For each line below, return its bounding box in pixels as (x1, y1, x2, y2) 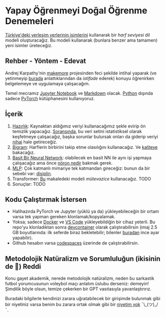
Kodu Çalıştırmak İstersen (5, 195, 87, 203)
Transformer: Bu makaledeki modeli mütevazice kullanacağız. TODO (12, 176, 152, 182)
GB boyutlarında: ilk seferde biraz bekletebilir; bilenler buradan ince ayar (12, 230, 160, 236)
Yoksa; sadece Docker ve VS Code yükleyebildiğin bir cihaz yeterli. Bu (12, 219, 156, 225)
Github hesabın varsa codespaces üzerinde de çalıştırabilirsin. (12, 240, 139, 246)
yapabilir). (12, 235, 33, 241)
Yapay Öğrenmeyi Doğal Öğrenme (5, 5, 147, 16)
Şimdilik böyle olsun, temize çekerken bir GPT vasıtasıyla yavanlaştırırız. (5, 286, 152, 292)
